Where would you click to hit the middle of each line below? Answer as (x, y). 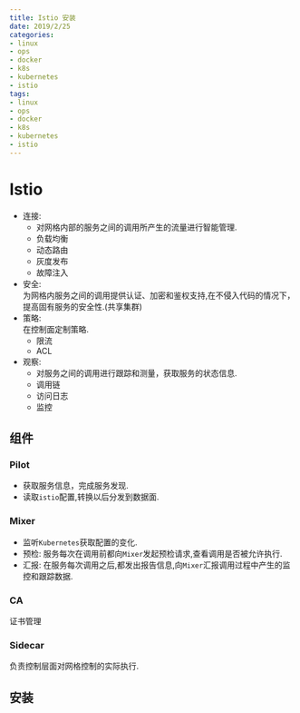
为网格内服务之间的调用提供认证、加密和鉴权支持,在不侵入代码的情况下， (159, 295)
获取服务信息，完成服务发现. (75, 486)
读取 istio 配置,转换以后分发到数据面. (91, 497)
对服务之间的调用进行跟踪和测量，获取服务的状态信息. (136, 372)
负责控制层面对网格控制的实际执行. (74, 666)
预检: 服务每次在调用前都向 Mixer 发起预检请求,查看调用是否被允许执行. (152, 553)
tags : (19, 94)
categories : (32, 35)
